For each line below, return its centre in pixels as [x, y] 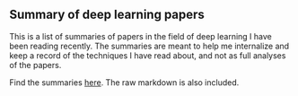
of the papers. [35, 65]
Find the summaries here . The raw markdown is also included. [124, 82]
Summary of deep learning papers [107, 15]
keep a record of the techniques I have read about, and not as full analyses [148, 55]
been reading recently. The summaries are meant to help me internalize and [149, 46]
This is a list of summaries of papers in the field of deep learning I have [140, 36]
